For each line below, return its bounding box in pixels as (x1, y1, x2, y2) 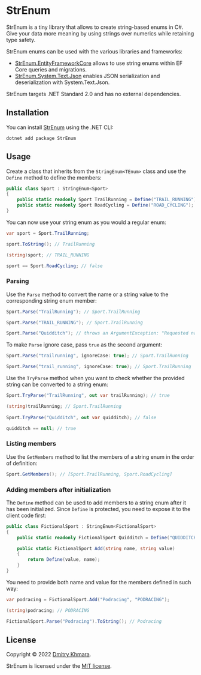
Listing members (6, 440, 57, 448)
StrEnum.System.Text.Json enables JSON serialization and (14, 72, 160, 79)
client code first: (6, 512, 47, 519)
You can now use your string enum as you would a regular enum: (6, 219, 166, 226)
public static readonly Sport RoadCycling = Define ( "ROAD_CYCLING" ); (17, 202, 194, 208)
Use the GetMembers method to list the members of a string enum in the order (6, 453, 194, 460)
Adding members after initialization (6, 485, 111, 494)
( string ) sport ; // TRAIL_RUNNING (6, 252, 90, 258)
